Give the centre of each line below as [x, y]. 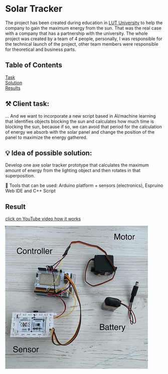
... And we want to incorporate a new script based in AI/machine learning [80, 116]
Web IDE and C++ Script [31, 191]
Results [13, 88]
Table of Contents [34, 65]
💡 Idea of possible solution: [49, 153]
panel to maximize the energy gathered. [46, 137]
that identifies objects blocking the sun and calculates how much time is [80, 121]
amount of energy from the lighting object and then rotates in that [73, 170]
